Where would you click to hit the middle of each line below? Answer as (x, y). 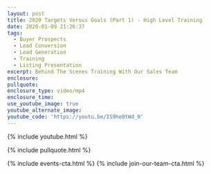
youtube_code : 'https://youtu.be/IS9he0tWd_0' (75, 116)
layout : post (26, 14)
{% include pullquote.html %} (49, 150)
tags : (15, 33)
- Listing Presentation (47, 65)
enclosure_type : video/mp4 (46, 91)
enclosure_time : (30, 98)
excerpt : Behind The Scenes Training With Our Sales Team (92, 71)
